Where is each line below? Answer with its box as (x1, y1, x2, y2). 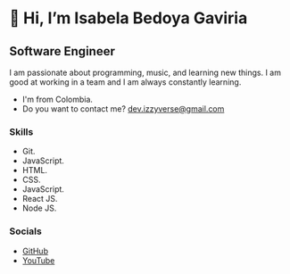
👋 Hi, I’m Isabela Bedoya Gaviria (9, 8, 248, 29)
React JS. (21, 194, 58, 204)
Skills (9, 125, 34, 137)
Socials (9, 225, 42, 237)
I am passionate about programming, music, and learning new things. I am (9, 67, 281, 78)
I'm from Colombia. (21, 94, 94, 104)
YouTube (21, 254, 55, 266)
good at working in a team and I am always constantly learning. (9, 77, 242, 87)
